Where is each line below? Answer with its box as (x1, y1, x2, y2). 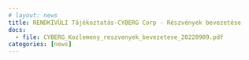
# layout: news (8, 11, 58, 19)
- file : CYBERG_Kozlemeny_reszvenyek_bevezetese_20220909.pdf (15, 33, 224, 41)
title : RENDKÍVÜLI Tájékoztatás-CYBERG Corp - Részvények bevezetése (8, 19, 242, 26)
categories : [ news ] (8, 41, 72, 48)
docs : (8, 26, 26, 34)
